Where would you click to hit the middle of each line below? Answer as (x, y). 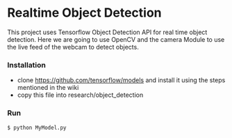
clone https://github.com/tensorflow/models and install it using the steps (121, 80)
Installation (27, 65)
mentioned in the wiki (48, 88)
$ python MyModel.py (37, 128)
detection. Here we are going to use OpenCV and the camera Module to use (116, 39)
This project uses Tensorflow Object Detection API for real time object (107, 32)
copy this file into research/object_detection (80, 95)
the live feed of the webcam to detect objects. (73, 47)
